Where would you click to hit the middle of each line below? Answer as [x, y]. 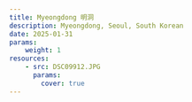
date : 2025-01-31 [41, 34]
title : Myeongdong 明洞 [52, 17]
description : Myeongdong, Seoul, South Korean [96, 26]
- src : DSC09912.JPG [63, 67]
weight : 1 [43, 51]
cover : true [63, 83]
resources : [29, 59]
